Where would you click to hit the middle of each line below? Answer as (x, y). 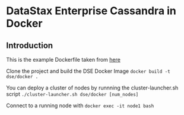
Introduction (30, 45)
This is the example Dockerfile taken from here (63, 60)
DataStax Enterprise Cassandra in (91, 11)
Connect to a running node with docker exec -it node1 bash (80, 106)
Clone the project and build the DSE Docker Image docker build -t (88, 71)
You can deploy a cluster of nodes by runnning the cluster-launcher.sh (92, 88)
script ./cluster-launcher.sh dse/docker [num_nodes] (72, 94)
